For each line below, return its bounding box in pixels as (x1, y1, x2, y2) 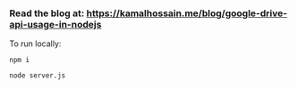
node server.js (9, 71, 66, 80)
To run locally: (9, 38, 62, 49)
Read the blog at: (9, 7, 85, 20)
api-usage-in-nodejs (9, 18, 102, 30)
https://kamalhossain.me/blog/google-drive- (86, 7, 288, 20)
